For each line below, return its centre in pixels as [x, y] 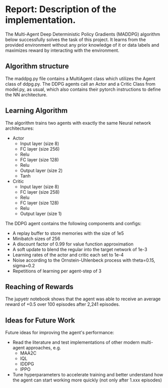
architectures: [20, 128]
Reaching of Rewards [39, 287]
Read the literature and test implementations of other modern [76, 342]
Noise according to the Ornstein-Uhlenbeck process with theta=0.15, [84, 260]
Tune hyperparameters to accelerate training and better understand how [88, 375]
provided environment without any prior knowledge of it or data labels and [82, 45]
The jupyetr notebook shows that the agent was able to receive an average [83, 299]
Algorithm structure [37, 66]
